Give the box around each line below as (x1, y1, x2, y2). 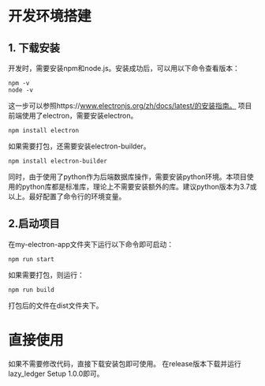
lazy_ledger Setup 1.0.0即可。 (8, 369, 104, 378)
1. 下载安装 (8, 41, 61, 54)
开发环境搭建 (8, 7, 92, 25)
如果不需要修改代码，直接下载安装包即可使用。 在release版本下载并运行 (8, 358, 242, 368)
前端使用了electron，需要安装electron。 (8, 111, 138, 120)
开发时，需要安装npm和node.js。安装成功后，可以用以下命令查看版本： (8, 64, 241, 73)
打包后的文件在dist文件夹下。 (8, 301, 103, 310)
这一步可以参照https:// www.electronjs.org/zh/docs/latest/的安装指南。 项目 (8, 101, 252, 111)
